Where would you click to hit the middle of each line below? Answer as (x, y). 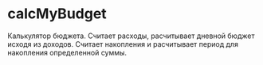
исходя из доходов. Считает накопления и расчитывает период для (123, 44)
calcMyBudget (57, 14)
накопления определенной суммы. (67, 52)
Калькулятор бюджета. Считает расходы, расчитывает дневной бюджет (131, 36)
